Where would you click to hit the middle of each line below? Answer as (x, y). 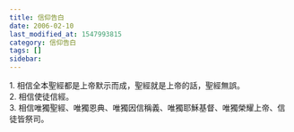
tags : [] (26, 51)
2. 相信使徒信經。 (42, 96)
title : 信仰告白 (37, 17)
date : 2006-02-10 (42, 26)
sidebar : (26, 59)
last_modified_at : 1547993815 (66, 34)
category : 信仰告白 (43, 42)
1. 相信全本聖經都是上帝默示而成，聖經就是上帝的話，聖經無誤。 (127, 85)
